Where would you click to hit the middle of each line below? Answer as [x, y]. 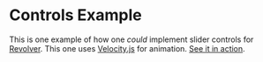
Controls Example [76, 15]
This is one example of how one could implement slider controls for [131, 39]
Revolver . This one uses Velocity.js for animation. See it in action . [127, 48]
